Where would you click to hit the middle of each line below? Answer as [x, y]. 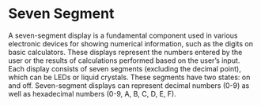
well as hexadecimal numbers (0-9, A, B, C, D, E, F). [92, 93]
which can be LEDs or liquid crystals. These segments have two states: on [129, 77]
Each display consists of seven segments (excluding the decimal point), [125, 68]
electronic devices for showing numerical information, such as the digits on [130, 43]
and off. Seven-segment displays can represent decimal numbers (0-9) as [129, 85]
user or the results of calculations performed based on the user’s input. [124, 60]
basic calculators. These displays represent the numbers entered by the [125, 52]
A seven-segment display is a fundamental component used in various [123, 35]
